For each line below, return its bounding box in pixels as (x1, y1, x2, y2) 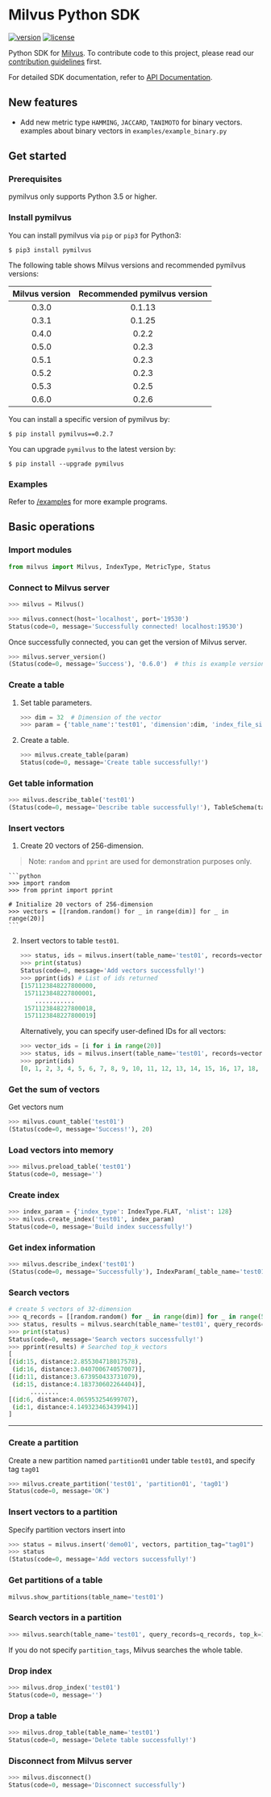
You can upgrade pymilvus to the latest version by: (8, 444, 176, 453)
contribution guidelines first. (8, 57, 102, 66)
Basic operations (8, 520, 95, 534)
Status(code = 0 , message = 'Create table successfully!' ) (19, 758, 209, 767)
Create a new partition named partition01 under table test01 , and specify (8, 1455, 256, 1465)
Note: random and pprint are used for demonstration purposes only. (27, 857, 252, 867)
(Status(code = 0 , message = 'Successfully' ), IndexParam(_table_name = (8, 1268, 240, 1276)
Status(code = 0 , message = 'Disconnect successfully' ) (8, 1781, 186, 1789)
